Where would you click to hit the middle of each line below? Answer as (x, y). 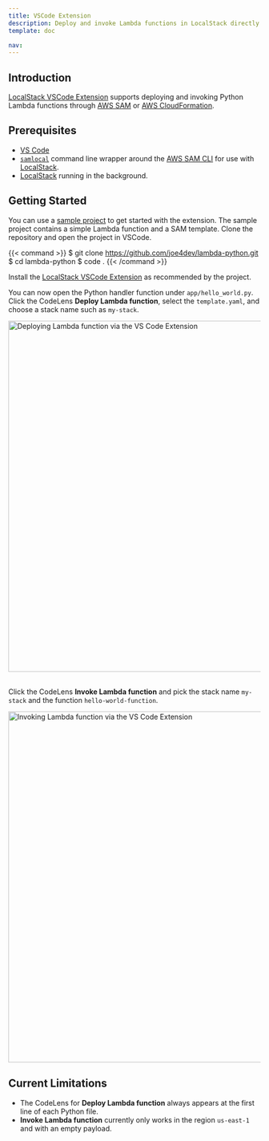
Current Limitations (58, 1084)
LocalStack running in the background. (84, 175)
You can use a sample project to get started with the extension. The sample (133, 220)
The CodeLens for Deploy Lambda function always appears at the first (137, 1102)
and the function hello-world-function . (93, 700)
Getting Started (48, 201)
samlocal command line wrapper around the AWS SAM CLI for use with (137, 158)
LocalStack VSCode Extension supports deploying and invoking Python (126, 97)
